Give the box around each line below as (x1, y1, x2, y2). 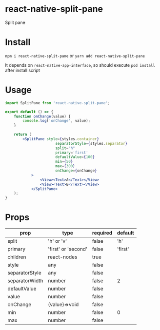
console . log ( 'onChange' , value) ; (22, 118, 91, 123)
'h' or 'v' (48, 238, 67, 245)
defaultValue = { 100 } (55, 155, 95, 159)
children (7, 253, 26, 260)
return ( (14, 132, 32, 137)
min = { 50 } (55, 159, 73, 164)
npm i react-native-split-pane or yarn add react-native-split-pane (5, 53, 145, 58)
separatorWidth (7, 277, 43, 284)
